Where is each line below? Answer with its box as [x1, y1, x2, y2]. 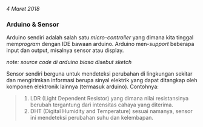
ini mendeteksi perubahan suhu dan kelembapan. [30, 114, 153, 122]
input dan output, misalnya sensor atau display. [6, 47, 124, 54]
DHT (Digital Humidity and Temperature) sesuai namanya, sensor [30, 108, 193, 115]
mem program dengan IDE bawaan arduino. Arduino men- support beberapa [6, 41, 195, 48]
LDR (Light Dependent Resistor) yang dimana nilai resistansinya [30, 95, 189, 102]
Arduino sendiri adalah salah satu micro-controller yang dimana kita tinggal [6, 34, 194, 41]
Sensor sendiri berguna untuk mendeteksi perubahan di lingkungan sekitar [6, 70, 193, 77]
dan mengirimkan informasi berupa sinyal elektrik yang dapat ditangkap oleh [6, 77, 198, 84]
